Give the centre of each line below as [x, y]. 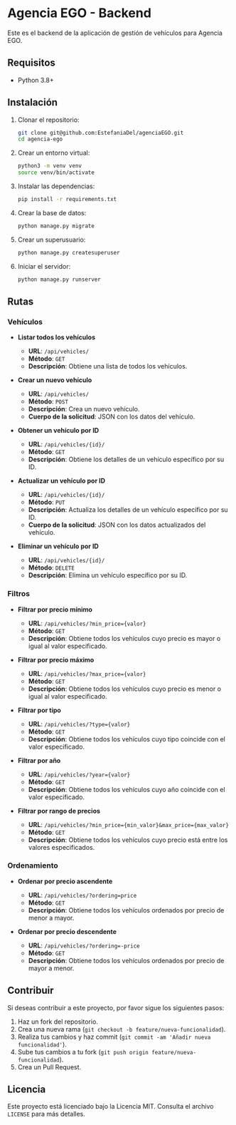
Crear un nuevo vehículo [55, 380]
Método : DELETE [51, 567]
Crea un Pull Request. [49, 1067]
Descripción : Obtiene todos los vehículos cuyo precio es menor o [125, 689]
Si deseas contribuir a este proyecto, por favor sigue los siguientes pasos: [116, 1007]
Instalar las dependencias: [56, 186]
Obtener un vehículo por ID [58, 431]
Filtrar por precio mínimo [55, 609]
